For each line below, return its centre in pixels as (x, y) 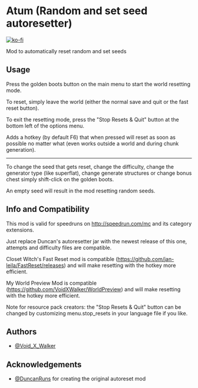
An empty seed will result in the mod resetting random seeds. (81, 191)
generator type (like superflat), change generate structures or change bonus (99, 173)
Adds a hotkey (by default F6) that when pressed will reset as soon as (91, 137)
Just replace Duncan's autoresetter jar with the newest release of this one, (97, 241)
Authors (22, 332)
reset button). (23, 108)
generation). (21, 149)
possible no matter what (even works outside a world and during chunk (93, 144)
